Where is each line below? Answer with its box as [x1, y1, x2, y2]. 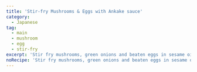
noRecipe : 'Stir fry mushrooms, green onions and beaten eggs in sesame [6, 57, 188, 63]
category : [6, 14, 30, 20]
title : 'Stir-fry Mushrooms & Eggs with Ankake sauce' [6, 8, 143, 15]
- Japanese [11, 19, 38, 25]
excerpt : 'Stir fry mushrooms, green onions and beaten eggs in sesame [6, 52, 185, 57]
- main [11, 30, 28, 36]
